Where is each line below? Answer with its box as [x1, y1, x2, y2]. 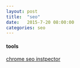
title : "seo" [6, 14, 41, 20]
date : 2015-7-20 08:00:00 [6, 19, 75, 25]
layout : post [6, 8, 38, 15]
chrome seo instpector [6, 56, 61, 63]
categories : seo [6, 24, 46, 31]
